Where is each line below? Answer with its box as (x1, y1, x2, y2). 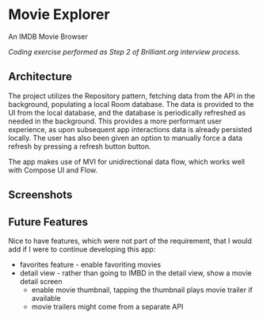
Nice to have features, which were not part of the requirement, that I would (8, 236, 252, 245)
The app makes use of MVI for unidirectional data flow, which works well (8, 157, 246, 166)
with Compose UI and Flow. (8, 165, 97, 175)
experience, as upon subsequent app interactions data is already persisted (8, 124, 252, 134)
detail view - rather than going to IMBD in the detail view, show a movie (19, 268, 252, 278)
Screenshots (8, 188, 73, 202)
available (31, 293, 61, 302)
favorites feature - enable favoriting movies (19, 260, 162, 269)
